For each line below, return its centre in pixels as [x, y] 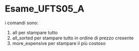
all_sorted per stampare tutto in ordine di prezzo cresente [73, 38]
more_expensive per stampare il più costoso [59, 43]
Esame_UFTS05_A [45, 9]
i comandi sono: [22, 23]
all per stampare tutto [35, 32]
